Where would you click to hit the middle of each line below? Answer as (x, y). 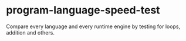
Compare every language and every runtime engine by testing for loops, (93, 26)
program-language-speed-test (83, 10)
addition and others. (30, 32)
